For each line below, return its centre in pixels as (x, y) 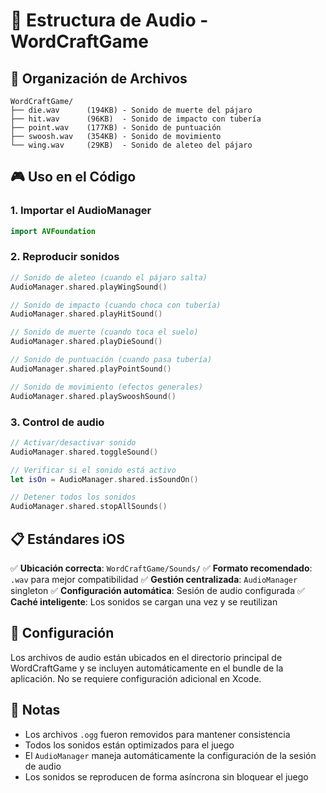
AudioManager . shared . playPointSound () (91, 369)
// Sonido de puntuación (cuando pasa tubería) (111, 360)
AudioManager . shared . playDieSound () (86, 342)
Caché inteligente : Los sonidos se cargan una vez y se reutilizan (144, 601)
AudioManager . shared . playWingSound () (89, 287)
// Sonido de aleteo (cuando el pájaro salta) (109, 277)
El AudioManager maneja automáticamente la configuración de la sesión (170, 755)
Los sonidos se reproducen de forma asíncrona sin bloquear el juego (166, 776)
